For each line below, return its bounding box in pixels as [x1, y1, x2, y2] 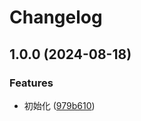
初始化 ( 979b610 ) [23, 99, 96, 111]
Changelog [9, 6, 103, 29]
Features [9, 76, 54, 90]
